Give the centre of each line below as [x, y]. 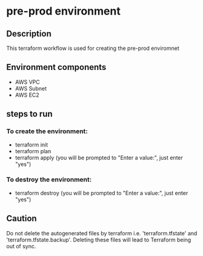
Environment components [56, 67]
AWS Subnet [31, 88]
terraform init [32, 145]
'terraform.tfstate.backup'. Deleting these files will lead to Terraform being [99, 240]
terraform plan [33, 151]
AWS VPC [28, 82]
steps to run [29, 114]
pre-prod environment [64, 11]
